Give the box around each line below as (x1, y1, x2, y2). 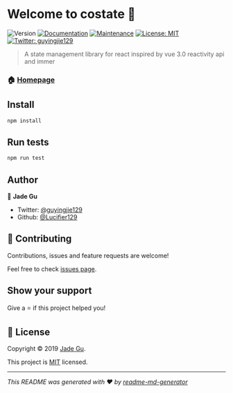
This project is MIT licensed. (7, 358, 88, 366)
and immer (24, 57, 55, 65)
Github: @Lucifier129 (17, 213, 78, 221)
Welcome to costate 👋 (7, 6, 136, 22)
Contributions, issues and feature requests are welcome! (7, 251, 169, 259)
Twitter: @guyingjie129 (17, 205, 83, 214)
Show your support (7, 285, 92, 297)
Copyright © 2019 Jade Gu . (7, 345, 86, 353)
